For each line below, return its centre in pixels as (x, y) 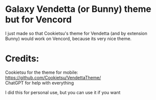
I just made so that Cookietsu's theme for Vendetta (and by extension (76, 33)
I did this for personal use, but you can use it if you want (63, 92)
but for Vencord (39, 20)
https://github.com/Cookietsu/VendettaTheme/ (53, 77)
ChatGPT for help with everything (39, 83)
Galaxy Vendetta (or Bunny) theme (78, 9)
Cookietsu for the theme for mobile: (42, 72)
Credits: (22, 59)
